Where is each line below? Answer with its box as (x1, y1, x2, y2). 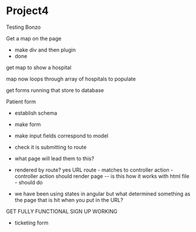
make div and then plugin (14, 46, 76, 53)
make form (14, 120, 41, 127)
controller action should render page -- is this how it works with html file (14, 172, 190, 180)
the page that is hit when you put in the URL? (14, 196, 123, 203)
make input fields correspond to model (14, 132, 109, 139)
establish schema (14, 109, 58, 116)
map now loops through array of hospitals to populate (6, 75, 136, 82)
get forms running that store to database (6, 86, 104, 93)
